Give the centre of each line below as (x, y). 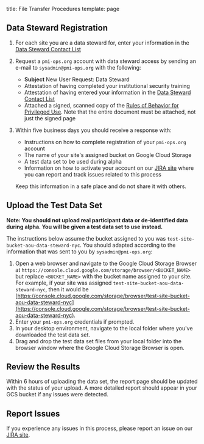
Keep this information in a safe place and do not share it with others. (101, 186)
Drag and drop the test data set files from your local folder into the (98, 341)
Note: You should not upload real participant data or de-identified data (97, 220)
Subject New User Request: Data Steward (77, 79)
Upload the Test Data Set (54, 206)
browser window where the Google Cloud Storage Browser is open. (100, 348)
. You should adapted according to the (128, 245)
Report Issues (33, 414)
